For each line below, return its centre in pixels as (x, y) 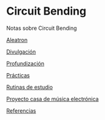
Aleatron (17, 40)
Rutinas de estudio (30, 87)
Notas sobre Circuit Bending (42, 28)
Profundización (25, 63)
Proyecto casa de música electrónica (52, 99)
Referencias (21, 110)
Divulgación (21, 51)
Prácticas (18, 75)
